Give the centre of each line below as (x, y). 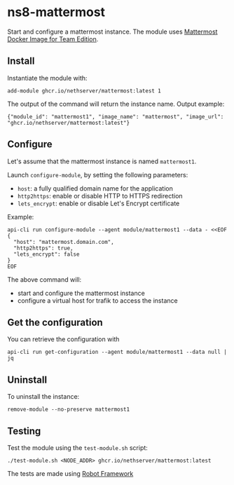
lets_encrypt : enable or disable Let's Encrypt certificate (98, 203)
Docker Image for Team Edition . (53, 39)
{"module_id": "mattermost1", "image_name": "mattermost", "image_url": (116, 116)
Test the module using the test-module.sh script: (78, 448)
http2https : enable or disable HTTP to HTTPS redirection (100, 196)
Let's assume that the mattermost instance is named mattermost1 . (102, 161)
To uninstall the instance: (43, 397)
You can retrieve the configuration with (63, 339)
